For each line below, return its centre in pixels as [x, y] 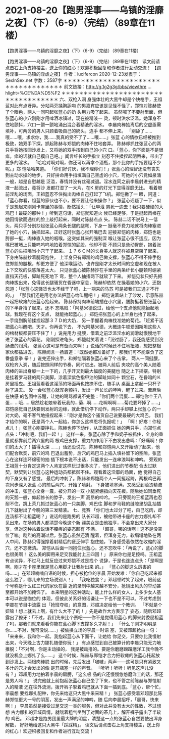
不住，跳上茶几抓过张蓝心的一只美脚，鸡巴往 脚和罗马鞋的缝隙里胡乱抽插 [85, 503]
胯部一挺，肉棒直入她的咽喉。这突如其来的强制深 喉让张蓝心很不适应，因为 [83, 238]
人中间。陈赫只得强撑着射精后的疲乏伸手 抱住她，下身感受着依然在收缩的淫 [83, 541]
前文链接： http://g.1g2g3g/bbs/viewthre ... [108, 86]
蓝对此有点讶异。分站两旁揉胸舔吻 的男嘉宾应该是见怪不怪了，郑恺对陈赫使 [83, 105]
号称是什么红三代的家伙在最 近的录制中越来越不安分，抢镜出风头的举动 [83, 586]
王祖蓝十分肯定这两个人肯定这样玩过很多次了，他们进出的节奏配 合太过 [79, 466]
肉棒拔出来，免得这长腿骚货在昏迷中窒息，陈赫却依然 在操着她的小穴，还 [81, 282]
